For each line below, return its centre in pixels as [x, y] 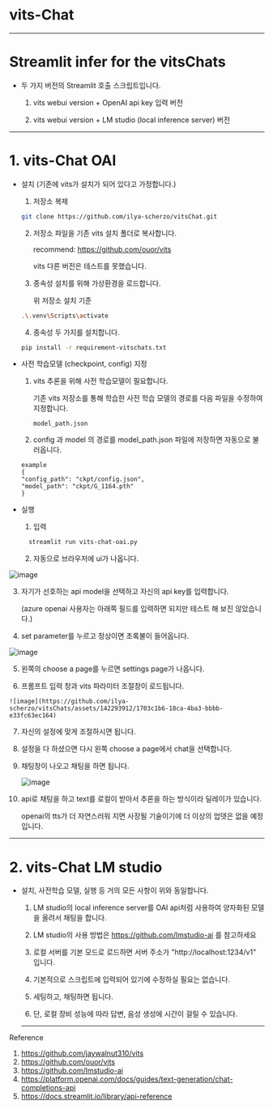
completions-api [48, 1088]
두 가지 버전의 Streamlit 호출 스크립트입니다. [91, 85]
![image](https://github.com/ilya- [69, 702]
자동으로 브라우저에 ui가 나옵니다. [86, 559]
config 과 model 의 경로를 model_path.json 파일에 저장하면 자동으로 [142, 440]
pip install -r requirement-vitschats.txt [94, 347]
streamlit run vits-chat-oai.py [83, 542]
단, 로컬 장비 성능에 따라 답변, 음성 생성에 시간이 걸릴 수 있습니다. [135, 1014]
